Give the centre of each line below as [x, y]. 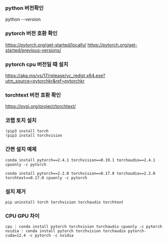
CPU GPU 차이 [22, 216]
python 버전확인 [25, 8]
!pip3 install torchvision [34, 136]
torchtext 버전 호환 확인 [33, 95]
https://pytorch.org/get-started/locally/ [46, 45]
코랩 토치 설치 [21, 120]
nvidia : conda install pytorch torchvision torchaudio [65, 231]
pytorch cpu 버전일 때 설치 [37, 64]
